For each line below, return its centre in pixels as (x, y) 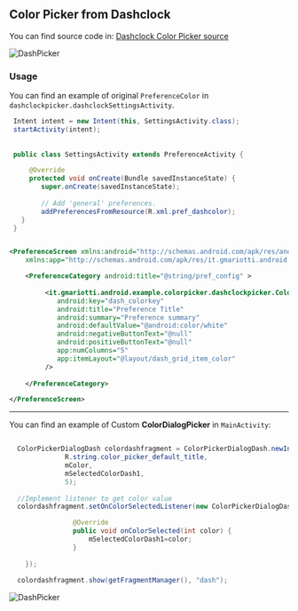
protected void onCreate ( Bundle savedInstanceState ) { (133, 179)
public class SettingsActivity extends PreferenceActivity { (128, 155)
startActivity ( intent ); (57, 129)
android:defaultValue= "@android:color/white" (142, 326)
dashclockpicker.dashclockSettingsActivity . (92, 105)
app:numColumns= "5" (92, 351)
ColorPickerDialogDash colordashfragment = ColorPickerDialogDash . (145, 449)
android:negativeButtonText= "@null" (124, 334)
